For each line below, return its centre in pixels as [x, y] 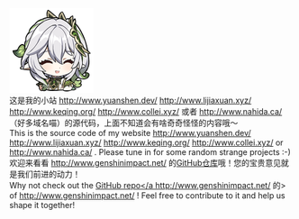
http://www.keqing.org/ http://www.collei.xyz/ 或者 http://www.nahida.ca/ [146, 111]
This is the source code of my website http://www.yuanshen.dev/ [131, 133]
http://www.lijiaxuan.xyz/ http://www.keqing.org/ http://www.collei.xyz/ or [146, 142]
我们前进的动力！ [49, 174]
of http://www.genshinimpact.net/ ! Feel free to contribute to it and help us [147, 196]
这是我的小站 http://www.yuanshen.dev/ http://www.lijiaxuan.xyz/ [131, 100]
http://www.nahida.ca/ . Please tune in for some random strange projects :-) [150, 152]
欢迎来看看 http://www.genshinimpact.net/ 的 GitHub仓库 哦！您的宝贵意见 [145, 163]
